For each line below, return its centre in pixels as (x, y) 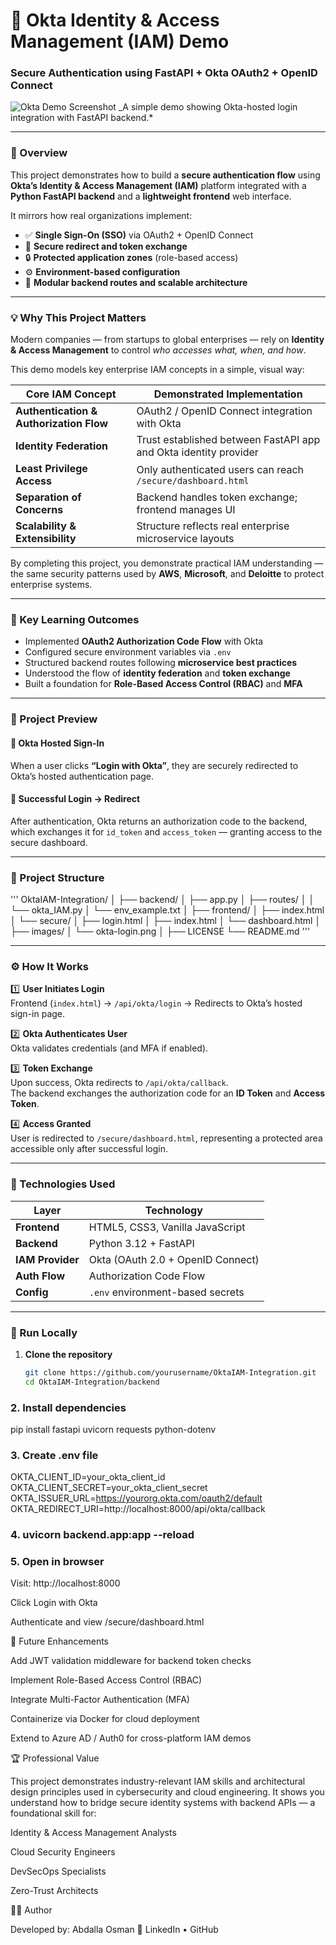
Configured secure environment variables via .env (128, 652)
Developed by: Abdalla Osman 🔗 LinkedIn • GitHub (114, 1930)
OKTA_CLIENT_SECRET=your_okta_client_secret (109, 1488)
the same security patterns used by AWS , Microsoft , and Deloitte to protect (167, 574)
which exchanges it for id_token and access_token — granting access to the (166, 831)
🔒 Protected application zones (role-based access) (131, 257)
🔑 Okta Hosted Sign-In (57, 743)
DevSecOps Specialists (58, 1871)
